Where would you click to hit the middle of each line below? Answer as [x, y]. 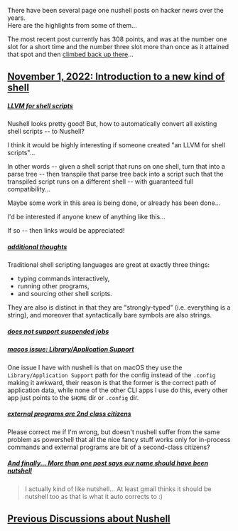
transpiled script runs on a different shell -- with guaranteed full [101, 182]
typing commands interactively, [64, 279]
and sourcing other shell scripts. [65, 294]
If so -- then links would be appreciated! [66, 231]
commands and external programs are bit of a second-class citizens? [109, 447]
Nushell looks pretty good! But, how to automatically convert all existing [112, 124]
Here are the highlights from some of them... [72, 25]
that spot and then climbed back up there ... [70, 54]
